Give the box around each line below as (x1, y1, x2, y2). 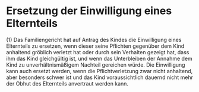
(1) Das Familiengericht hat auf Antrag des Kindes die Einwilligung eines (6, 36, 182, 43)
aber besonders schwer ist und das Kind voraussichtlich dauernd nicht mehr (6, 74, 194, 81)
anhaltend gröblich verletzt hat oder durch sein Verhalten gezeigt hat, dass (6, 48, 189, 55)
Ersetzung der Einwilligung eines (6, 4, 172, 18)
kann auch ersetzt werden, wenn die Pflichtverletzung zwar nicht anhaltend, (6, 67, 193, 74)
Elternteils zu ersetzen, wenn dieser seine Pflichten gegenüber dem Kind (6, 42, 185, 50)
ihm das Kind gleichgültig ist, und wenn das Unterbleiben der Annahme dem (6, 55, 193, 62)
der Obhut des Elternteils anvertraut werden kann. (6, 80, 129, 87)
